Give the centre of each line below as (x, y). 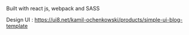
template (17, 26)
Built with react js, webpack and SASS (53, 8)
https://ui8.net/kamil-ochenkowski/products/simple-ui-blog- (109, 20)
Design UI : (20, 20)
